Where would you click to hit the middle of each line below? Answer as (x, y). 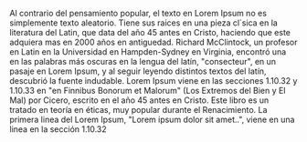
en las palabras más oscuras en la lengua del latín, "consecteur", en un (143, 61)
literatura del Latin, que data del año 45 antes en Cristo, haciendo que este (150, 32)
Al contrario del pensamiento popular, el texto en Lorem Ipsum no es (138, 13)
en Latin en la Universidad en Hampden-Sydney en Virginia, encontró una (148, 52)
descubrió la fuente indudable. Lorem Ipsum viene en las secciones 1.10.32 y (153, 81)
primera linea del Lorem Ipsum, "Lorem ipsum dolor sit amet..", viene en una (152, 119)
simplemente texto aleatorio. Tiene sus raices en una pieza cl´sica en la (144, 23)
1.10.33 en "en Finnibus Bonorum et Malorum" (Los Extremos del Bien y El (148, 91)
